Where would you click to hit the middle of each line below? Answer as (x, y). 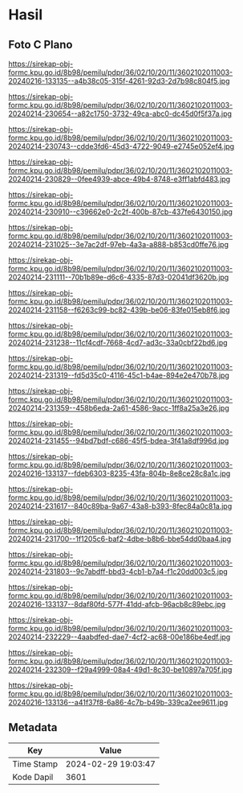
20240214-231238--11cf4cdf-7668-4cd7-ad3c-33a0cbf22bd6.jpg (118, 343)
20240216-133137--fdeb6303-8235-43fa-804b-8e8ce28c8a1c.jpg (119, 473)
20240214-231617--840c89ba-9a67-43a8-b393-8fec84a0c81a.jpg (120, 506)
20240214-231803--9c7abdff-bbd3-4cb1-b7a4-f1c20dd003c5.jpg (118, 572)
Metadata (33, 727)
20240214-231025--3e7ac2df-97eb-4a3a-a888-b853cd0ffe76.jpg (118, 244)
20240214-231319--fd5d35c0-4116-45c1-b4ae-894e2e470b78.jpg (119, 375)
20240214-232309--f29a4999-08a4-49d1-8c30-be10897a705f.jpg (120, 669)
